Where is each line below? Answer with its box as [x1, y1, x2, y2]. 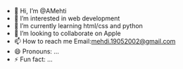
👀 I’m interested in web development [13, 14, 120, 23]
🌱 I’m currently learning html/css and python [13, 22, 143, 30]
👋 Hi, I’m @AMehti [13, 7, 67, 15]
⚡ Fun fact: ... [13, 55, 53, 63]
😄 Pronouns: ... [13, 47, 60, 56]
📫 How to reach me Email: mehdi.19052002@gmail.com [13, 37, 176, 45]
